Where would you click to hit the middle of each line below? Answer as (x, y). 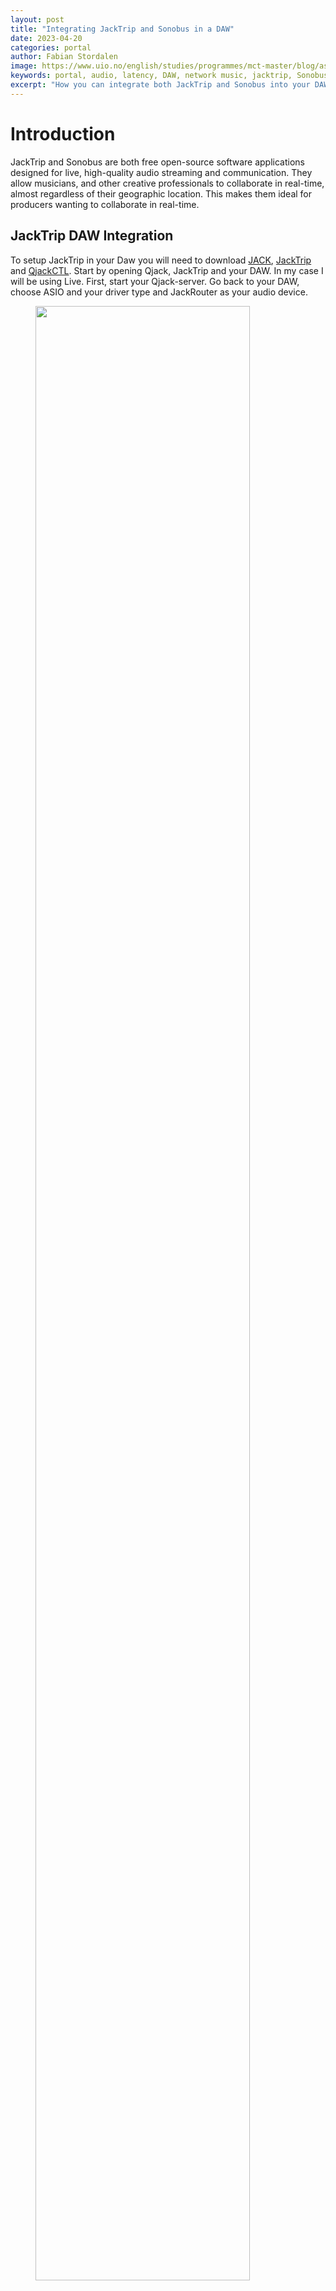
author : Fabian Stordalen (64, 57)
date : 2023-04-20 (46, 38)
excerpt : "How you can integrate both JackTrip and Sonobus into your (160, 85)
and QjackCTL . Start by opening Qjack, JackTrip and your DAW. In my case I (167, 270)
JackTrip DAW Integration (92, 236)
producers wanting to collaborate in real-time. (105, 204)
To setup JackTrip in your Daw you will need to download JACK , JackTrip (161, 260)
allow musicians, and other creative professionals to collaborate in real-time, (167, 183)
